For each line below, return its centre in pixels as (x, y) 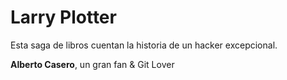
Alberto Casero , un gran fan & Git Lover (92, 64)
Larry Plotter (63, 17)
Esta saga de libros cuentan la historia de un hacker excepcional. (144, 45)
